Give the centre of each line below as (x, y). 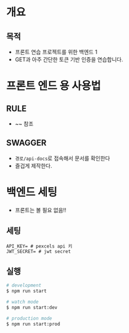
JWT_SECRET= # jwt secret (38, 251)
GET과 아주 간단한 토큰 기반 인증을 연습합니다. (69, 60)
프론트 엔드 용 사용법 (53, 86)
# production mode (29, 318)
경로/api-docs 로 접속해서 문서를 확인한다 (62, 158)
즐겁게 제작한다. (33, 165)
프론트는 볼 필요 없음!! (40, 210)
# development (24, 286)
